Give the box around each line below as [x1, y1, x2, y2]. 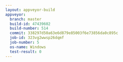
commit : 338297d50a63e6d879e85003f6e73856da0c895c [10, 30, 118, 35]
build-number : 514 [10, 26, 49, 31]
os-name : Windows [10, 44, 46, 49]
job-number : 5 [10, 40, 39, 45]
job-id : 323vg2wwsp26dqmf [10, 35, 65, 40]
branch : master [10, 16, 42, 21]
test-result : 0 [10, 49, 42, 54]
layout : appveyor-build [5, 7, 55, 12]
